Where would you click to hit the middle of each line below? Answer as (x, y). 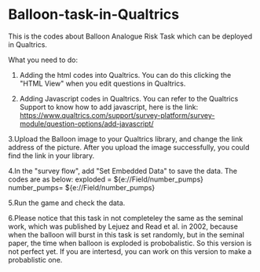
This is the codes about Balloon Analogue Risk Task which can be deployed (130, 36)
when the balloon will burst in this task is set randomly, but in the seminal (126, 234)
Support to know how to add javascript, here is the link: (109, 107)
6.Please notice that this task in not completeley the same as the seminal (126, 218)
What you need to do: (43, 60)
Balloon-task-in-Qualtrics (93, 15)
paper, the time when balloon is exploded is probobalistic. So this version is (130, 243)
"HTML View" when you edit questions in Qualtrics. (103, 83)
